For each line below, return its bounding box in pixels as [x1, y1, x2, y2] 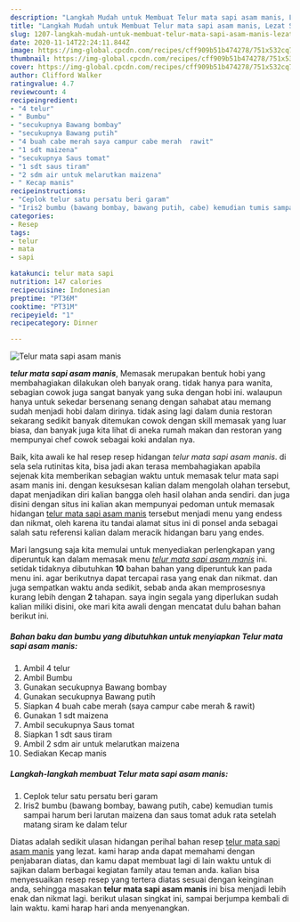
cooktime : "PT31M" [10, 302, 78, 311]
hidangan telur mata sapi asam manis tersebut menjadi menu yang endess [10, 508, 283, 519]
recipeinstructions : [10, 187, 87, 196]
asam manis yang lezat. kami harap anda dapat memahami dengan [10, 846, 255, 857]
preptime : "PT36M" [10, 294, 78, 303]
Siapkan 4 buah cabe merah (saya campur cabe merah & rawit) [22, 700, 255, 712]
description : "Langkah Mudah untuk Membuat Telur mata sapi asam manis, [10, 12, 286, 22]
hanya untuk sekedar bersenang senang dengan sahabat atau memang [10, 397, 272, 408]
